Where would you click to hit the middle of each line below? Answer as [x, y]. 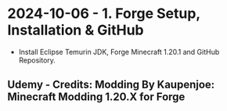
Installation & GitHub [76, 30]
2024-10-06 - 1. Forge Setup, [104, 14]
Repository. [37, 60]
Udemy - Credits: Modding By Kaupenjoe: [111, 85]
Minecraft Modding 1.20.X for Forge [96, 97]
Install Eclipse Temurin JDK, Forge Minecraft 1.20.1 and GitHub [119, 52]
